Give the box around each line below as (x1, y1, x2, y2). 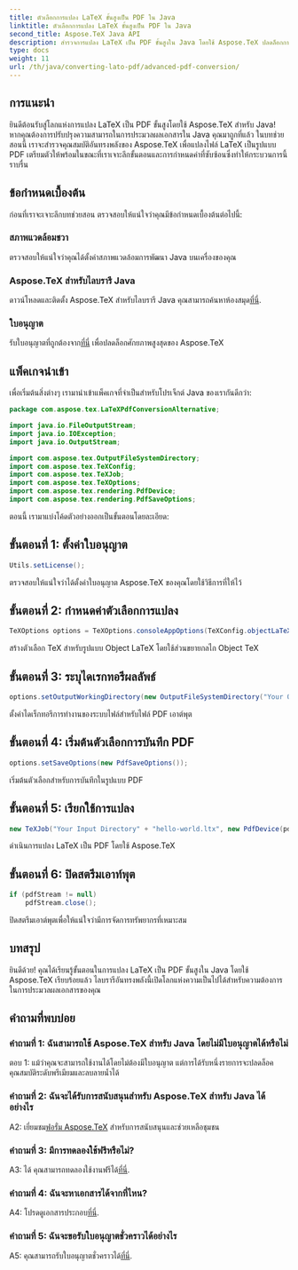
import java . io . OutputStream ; (9, 437, 122, 447)
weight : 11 (9, 54, 50, 63)
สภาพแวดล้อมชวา (9, 232, 69, 244)
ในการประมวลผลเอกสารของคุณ (9, 984, 101, 995)
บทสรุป (9, 941, 41, 956)
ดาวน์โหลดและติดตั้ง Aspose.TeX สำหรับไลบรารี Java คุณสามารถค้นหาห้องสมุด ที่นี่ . (9, 295, 262, 306)
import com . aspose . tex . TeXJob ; (9, 470, 125, 480)
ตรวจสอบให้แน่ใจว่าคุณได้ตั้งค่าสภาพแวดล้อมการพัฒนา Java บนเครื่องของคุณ (9, 251, 237, 262)
